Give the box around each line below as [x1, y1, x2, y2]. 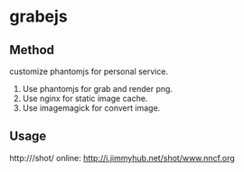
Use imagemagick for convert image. [22, 103, 161, 113]
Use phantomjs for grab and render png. [22, 84, 174, 94]
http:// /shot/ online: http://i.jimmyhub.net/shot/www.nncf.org [9, 152, 235, 163]
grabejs [9, 6, 68, 27]
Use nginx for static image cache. [22, 93, 148, 104]
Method [9, 42, 55, 58]
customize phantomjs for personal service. [9, 66, 169, 77]
